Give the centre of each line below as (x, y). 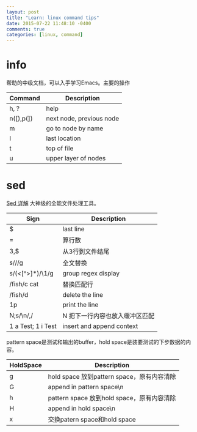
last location (63, 138)
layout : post (23, 12)
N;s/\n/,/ (21, 315)
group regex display (91, 273)
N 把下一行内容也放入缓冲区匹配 (108, 316)
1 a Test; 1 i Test (33, 326)
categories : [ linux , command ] (45, 35)
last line (73, 229)
